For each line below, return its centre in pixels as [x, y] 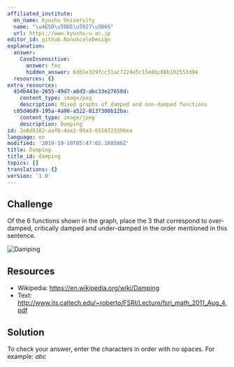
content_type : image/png [56, 98]
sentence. [22, 236]
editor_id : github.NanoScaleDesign [59, 40]
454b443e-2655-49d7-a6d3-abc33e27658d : [72, 91]
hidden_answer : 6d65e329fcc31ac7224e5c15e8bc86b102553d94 [112, 72]
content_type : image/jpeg [58, 117]
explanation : [26, 46]
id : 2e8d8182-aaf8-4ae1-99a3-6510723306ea [70, 130]
